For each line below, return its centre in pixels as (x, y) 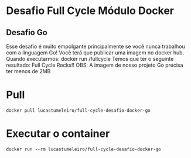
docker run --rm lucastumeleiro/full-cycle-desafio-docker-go (83, 149)
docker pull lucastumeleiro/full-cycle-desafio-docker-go (78, 110)
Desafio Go (27, 32)
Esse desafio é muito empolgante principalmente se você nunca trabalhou (96, 46)
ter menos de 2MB (28, 71)
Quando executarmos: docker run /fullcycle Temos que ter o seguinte (90, 59)
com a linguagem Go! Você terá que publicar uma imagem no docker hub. (95, 53)
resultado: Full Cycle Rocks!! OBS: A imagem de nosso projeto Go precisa (95, 65)
